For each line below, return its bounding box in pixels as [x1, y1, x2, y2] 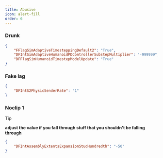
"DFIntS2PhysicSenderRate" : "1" [14, 88, 79, 93]
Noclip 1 [5, 104, 24, 111]
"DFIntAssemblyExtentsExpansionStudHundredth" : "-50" [14, 144, 125, 149]
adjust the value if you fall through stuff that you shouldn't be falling [5, 125, 145, 131]
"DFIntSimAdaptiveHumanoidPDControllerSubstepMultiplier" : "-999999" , [14, 52, 160, 57]
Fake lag [5, 72, 25, 79]
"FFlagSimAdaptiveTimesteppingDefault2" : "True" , [14, 48, 116, 53]
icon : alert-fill [5, 12, 40, 17]
